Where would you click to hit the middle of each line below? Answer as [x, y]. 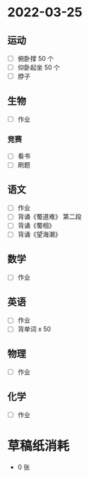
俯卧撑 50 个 [36, 58]
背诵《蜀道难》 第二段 [49, 217]
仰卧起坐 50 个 [38, 67]
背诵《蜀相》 [36, 226]
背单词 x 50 [34, 329]
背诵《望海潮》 [39, 234]
